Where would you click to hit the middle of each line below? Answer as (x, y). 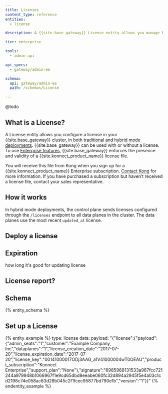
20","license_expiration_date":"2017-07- (46, 354)
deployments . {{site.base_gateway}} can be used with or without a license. (82, 145)
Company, (100, 343)
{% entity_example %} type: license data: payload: (57, 338)
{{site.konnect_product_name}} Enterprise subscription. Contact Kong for (81, 171)
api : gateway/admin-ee (33, 83)
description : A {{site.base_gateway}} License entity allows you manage (82, 33)
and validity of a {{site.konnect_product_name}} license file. (67, 156)
